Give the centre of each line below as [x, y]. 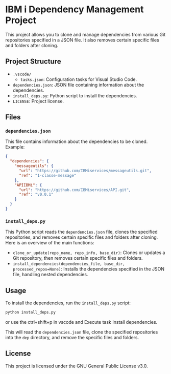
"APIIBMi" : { [28, 185]
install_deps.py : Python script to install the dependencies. [75, 95]
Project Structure [33, 62]
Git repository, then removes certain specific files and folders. [78, 258]
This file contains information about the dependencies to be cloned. [77, 141]
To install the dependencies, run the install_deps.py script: [68, 303]
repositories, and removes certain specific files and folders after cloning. [82, 237]
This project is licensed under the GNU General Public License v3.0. [77, 366]
